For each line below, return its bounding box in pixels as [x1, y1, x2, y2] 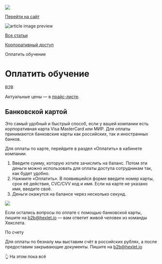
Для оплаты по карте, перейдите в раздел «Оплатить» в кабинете [5, 146, 142, 151]
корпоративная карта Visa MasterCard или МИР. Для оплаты [5, 126, 131, 132]
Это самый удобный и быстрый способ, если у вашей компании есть [5, 120, 149, 126]
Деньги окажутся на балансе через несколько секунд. [12, 191, 127, 197]
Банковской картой [5, 108, 67, 116]
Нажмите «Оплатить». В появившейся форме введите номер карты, [12, 175, 154, 181]
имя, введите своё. [12, 186, 52, 192]
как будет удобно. [12, 170, 50, 176]
